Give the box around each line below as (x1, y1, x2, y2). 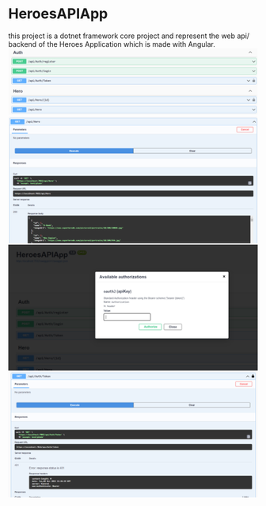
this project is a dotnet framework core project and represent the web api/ (8, 31, 250, 40)
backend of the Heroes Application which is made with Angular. (8, 39, 215, 48)
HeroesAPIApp (8, 5, 108, 23)
